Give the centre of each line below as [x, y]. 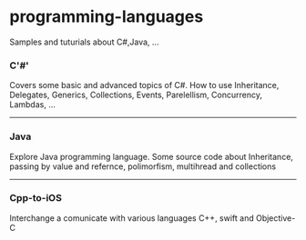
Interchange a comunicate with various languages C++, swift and [132, 218]
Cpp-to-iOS [36, 198]
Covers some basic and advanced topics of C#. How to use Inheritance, [144, 85]
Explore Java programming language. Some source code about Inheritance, [152, 156]
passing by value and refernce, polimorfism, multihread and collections [143, 166]
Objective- [275, 218]
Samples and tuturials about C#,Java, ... [84, 42]
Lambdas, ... [33, 105]
